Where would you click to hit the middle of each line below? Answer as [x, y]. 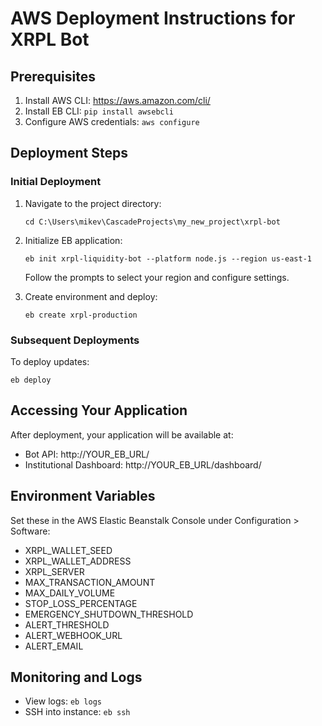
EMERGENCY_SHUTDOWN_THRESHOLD [109, 614]
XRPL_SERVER [54, 571]
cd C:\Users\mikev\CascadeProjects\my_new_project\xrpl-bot [152, 222]
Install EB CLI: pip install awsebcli [99, 111]
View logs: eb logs [63, 701]
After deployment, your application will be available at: [122, 434]
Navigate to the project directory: [93, 203]
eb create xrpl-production [81, 315]
